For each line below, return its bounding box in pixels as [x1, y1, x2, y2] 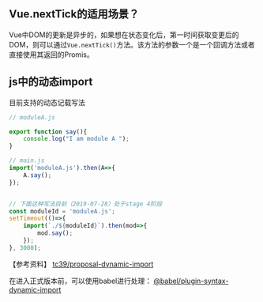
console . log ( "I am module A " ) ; [23, 135, 130, 143]
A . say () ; [23, 171, 52, 179]
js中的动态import [9, 75, 93, 89]
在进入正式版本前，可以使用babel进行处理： [9, 276, 152, 285]
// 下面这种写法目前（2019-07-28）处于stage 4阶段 [9, 200, 163, 208]
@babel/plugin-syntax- [153, 276, 229, 285]
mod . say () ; [37, 229, 73, 237]
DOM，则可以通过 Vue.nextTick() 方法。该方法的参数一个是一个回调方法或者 [9, 40, 255, 49]
